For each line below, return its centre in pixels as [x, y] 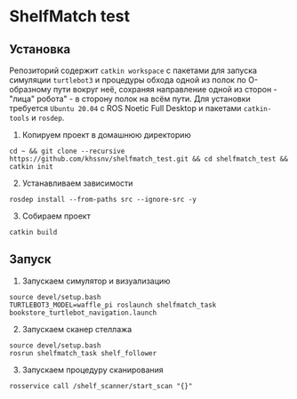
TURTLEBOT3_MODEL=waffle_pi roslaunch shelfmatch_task [113, 305]
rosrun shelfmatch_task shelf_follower [83, 353]
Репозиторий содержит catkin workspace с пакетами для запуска [133, 70]
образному [30, 89]
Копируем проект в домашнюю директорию [106, 135]
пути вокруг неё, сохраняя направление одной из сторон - [165, 89]
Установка [40, 49]
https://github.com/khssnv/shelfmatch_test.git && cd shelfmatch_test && [149, 159]
